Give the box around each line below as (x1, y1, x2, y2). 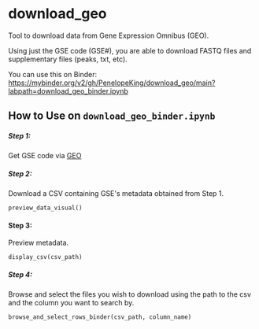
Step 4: (8, 270, 33, 279)
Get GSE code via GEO (8, 151, 82, 161)
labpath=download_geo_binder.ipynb (8, 86, 128, 95)
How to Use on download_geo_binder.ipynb (8, 109, 216, 123)
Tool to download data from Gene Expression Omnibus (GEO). (8, 31, 209, 40)
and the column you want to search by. (8, 298, 135, 308)
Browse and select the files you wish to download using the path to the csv (8, 290, 252, 299)
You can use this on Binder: (8, 69, 98, 79)
